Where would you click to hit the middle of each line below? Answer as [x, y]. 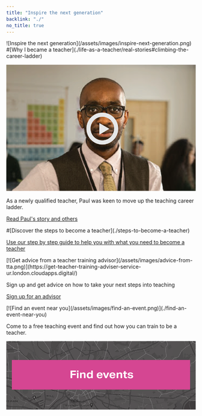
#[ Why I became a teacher [39, 50]
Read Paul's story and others [42, 219]
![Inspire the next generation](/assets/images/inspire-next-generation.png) [99, 43]
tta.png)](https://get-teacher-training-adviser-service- [74, 267]
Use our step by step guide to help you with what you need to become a [96, 242]
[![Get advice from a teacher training [51, 260]
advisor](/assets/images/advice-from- [145, 260]
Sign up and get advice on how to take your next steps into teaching [91, 285]
